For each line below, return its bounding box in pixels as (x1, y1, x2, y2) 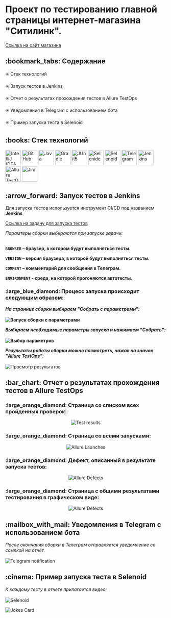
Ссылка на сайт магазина (5, 42, 61, 48)
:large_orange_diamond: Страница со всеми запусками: (5, 432, 152, 439)
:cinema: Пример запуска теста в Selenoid (5, 573, 147, 581)
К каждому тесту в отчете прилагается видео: (5, 586, 107, 592)
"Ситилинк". (5, 26, 62, 37)
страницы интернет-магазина (5, 14, 141, 26)
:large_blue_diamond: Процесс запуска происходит (5, 288, 139, 295)
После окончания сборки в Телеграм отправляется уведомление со (5, 542, 156, 548)
